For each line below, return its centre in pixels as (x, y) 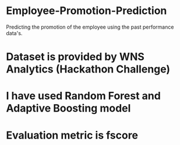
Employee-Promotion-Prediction (87, 11)
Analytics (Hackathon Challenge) (88, 69)
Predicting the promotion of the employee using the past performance (90, 27)
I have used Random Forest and (84, 96)
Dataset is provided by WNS (75, 57)
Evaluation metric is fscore (72, 135)
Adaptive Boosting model (68, 108)
